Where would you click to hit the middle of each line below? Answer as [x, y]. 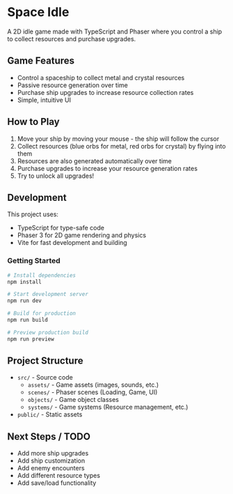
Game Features [41, 61]
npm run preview [31, 339]
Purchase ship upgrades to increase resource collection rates [105, 92]
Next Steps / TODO [49, 436]
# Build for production [42, 314]
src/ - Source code [45, 377]
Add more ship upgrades [53, 454]
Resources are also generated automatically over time [94, 160]
